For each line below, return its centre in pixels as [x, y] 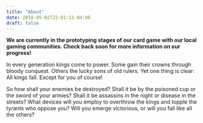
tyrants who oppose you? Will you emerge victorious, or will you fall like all [99, 109]
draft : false [23, 23]
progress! [19, 53]
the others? [21, 115]
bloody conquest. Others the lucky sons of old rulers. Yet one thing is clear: [101, 71]
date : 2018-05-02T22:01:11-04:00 [48, 17]
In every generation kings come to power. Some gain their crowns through [99, 65]
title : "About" [25, 12]
